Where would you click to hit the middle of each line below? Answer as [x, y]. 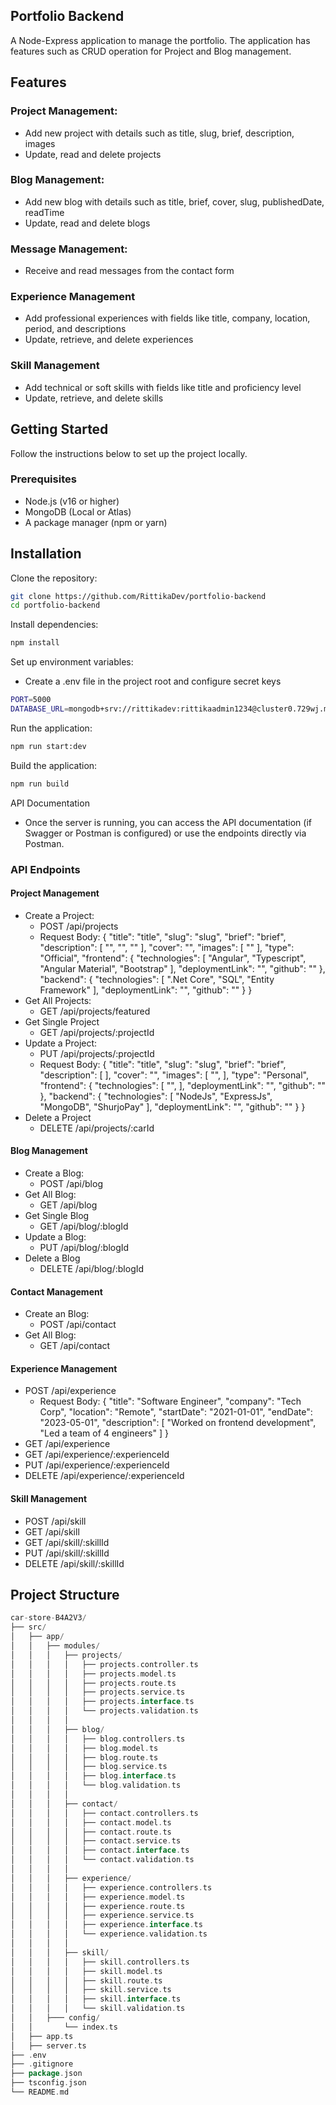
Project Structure [65, 1595]
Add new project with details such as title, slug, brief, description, [159, 133]
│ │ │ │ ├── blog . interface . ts [93, 1776]
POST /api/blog [71, 1184]
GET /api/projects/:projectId [97, 1032]
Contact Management [56, 1291]
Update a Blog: [55, 1237]
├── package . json [46, 2074]
